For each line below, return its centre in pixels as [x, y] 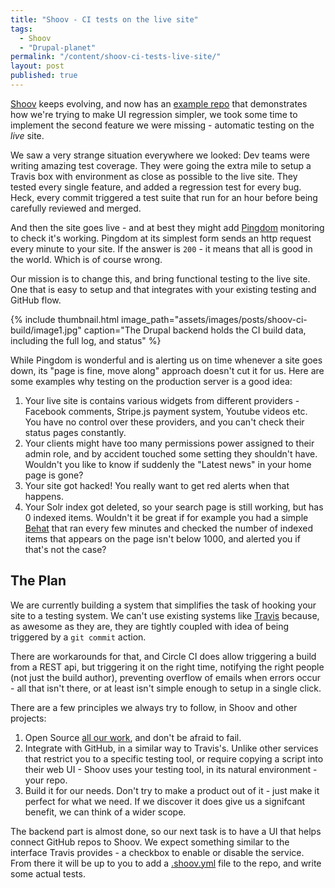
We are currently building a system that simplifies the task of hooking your [163, 605]
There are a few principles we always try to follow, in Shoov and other [154, 707]
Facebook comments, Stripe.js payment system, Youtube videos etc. [166, 411]
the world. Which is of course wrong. [86, 259]
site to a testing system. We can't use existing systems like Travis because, [165, 615]
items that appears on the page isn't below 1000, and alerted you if [162, 538]
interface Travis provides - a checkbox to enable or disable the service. [157, 852]
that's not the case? [65, 549]
